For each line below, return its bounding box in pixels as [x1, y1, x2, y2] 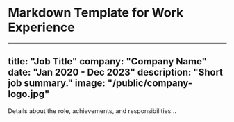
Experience [8, 19, 75, 35]
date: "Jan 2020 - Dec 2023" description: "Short [8, 67, 224, 78]
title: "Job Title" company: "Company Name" [8, 55, 208, 67]
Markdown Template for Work [8, 5, 184, 21]
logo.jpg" [8, 88, 50, 100]
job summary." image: [8, 78, 106, 89]
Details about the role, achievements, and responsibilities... [8, 106, 176, 115]
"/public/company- [107, 78, 193, 89]
